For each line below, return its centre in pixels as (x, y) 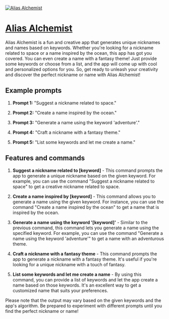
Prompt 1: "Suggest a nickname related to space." (65, 103)
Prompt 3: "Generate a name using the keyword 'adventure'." (76, 122)
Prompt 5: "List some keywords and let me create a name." (74, 142)
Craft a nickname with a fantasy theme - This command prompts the (85, 254)
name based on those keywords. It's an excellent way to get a (77, 285)
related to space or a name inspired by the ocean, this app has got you (79, 53)
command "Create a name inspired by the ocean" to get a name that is (86, 207)
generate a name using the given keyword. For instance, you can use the (88, 202)
